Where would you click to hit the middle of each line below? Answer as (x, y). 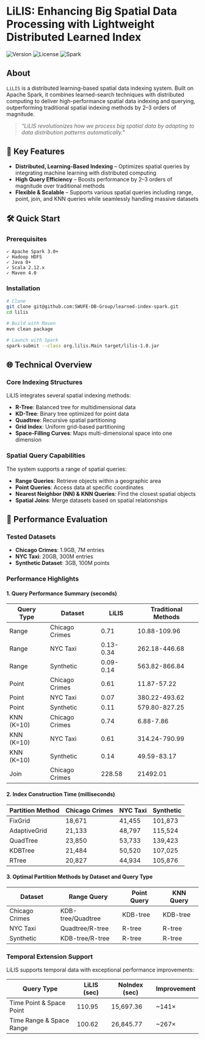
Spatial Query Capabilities (46, 456)
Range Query (88, 896)
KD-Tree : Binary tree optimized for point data (72, 414)
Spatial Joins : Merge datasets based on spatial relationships (91, 500)
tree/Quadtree (81, 918)
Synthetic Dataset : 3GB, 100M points (62, 563)
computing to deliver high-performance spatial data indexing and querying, (101, 101)
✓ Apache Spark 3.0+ (33, 252)
